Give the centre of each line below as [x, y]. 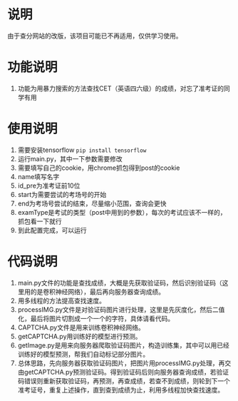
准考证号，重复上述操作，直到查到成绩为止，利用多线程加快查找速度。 [121, 390]
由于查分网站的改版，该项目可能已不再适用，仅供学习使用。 [95, 36]
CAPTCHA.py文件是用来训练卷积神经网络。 [81, 327]
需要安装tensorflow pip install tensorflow [82, 150]
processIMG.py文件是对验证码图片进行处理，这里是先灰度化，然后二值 [121, 309]
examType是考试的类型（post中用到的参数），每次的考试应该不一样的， [122, 212]
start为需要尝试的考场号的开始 [62, 194]
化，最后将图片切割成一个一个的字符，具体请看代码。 [96, 318]
